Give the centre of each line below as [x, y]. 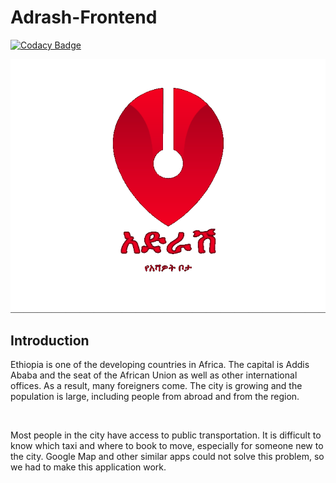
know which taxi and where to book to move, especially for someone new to [167, 446]
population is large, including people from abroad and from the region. [155, 397]
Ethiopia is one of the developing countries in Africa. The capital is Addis [160, 365]
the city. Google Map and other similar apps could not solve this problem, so [167, 457]
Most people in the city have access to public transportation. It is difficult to [166, 435]
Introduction [50, 340]
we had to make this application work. [88, 467]
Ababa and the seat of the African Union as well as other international [154, 375]
